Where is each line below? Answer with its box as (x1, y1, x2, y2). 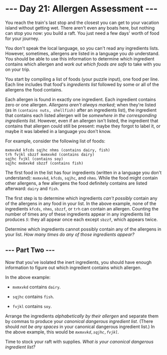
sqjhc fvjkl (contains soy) (5, 156, 64, 161)
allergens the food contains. (5, 86, 63, 92)
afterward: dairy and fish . (5, 185, 59, 191)
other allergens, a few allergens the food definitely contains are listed (5, 180, 148, 186)
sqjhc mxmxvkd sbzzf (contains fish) (5, 160, 84, 165)
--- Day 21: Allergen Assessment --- (5, 3, 158, 14)
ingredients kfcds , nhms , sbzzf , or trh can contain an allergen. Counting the (5, 205, 159, 211)
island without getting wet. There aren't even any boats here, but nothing (5, 24, 155, 30)
